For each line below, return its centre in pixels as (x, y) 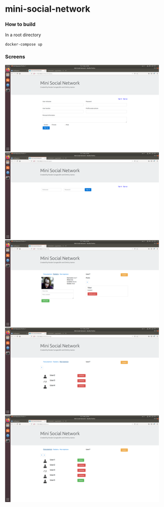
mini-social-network (48, 9)
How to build (20, 24)
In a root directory (23, 35)
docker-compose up (24, 45)
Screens (15, 57)
